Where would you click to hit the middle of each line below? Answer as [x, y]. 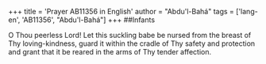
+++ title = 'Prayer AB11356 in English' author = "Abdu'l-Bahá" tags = [121, 11]
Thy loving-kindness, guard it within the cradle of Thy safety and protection [132, 43]
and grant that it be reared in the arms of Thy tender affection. [110, 52]
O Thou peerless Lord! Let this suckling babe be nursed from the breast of [130, 35]
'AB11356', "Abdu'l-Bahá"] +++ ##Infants [89, 20]
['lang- [247, 11]
